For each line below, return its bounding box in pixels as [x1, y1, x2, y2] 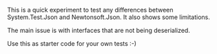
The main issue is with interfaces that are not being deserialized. [7, 27, 191, 34]
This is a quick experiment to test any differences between [7, 6, 174, 14]
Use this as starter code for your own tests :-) [7, 40, 136, 47]
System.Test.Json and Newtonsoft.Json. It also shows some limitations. [7, 13, 210, 21]
